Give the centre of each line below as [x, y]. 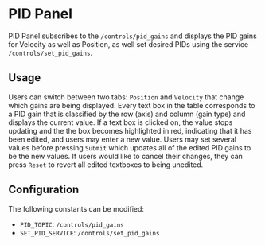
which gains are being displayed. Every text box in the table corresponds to [132, 105]
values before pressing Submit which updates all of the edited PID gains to [130, 147]
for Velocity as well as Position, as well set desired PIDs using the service [129, 44]
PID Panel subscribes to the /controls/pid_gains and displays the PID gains [132, 36]
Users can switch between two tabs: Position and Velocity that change [126, 97]
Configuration [44, 190]
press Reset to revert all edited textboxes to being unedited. [106, 165]
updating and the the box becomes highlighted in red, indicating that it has [130, 130]
